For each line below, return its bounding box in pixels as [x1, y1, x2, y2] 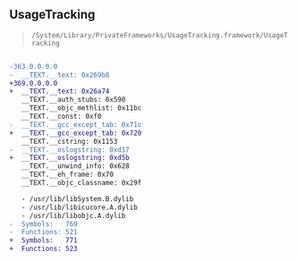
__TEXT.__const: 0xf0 [21, 112, 102, 122]
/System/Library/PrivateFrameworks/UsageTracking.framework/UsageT [30, 30, 288, 39]
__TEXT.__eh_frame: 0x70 [21, 170, 115, 180]
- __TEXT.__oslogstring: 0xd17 [9, 145, 130, 155]
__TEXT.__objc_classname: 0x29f [21, 179, 142, 188]
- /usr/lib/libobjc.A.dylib [21, 211, 126, 220]
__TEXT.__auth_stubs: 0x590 [21, 96, 126, 105]
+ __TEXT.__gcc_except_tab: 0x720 [9, 129, 142, 138]
